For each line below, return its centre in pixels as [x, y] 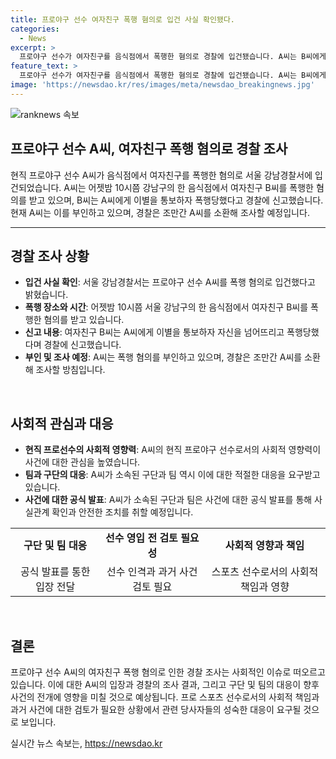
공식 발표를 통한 [55, 572]
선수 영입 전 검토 [141, 538]
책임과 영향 [265, 587]
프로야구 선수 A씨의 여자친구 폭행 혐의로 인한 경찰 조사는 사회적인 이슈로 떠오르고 [168, 672]
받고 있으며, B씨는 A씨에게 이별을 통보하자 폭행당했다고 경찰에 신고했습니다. [176, 200]
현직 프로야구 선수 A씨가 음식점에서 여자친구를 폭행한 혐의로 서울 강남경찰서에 [161, 175]
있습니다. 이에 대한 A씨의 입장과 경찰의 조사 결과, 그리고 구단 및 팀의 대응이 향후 [165, 684]
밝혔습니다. [46, 295]
